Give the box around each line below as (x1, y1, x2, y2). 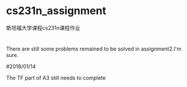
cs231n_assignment (6, 4, 106, 18)
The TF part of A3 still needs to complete (6, 75, 106, 82)
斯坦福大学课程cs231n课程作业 (6, 24, 81, 31)
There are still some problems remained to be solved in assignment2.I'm (6, 45, 182, 52)
